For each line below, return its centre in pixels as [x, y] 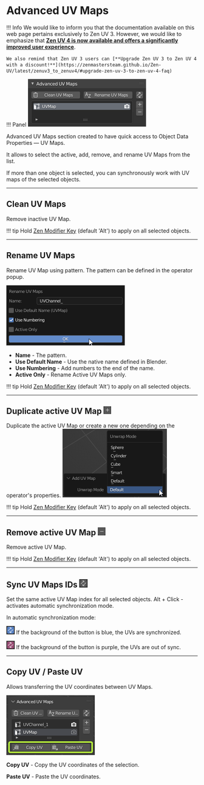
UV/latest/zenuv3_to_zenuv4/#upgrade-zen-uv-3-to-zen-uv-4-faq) [89, 71]
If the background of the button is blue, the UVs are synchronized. [99, 632]
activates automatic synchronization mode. [60, 606]
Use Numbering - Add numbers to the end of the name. [85, 368]
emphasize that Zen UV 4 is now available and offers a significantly [92, 40]
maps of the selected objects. [43, 179]
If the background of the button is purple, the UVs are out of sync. [98, 647]
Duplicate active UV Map [54, 411]
